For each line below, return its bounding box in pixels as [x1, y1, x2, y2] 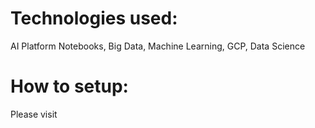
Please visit [10, 108, 58, 120]
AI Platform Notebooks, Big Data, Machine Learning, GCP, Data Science [10, 40, 306, 52]
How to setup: [10, 75, 129, 98]
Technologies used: [10, 7, 178, 30]
